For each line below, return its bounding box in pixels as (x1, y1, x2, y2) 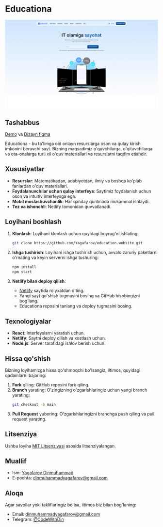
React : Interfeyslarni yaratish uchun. (12, 330, 85, 336)
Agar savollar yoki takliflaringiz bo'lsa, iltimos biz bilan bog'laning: (5, 502, 137, 508)
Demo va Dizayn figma (5, 131, 50, 137)
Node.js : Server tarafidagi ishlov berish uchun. (12, 340, 106, 346)
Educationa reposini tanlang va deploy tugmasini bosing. (19, 303, 132, 309)
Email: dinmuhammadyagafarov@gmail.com (12, 511, 100, 517)
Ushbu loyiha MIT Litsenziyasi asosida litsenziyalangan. (5, 443, 116, 449)
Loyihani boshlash (5, 218, 62, 226)
